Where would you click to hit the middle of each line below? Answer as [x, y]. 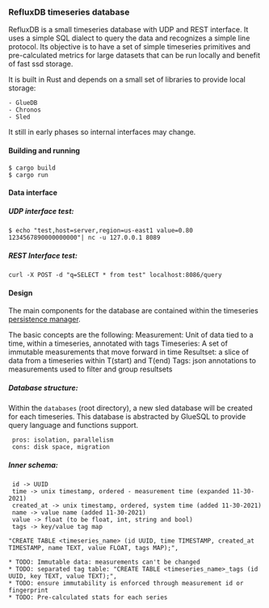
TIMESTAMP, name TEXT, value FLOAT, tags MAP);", [94, 548]
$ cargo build [32, 168]
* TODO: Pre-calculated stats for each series [88, 598]
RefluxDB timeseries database [69, 12]
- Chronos [25, 110]
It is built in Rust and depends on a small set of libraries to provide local [127, 80]
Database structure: [43, 388]
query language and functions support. [74, 426]
